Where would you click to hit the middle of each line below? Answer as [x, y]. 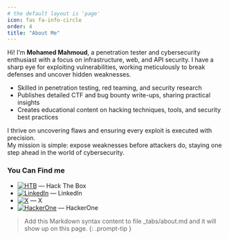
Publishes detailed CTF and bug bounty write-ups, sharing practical [114, 95]
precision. [21, 138]
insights [28, 103]
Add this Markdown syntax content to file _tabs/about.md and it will [120, 221]
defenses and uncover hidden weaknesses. [69, 75]
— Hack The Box [62, 185]
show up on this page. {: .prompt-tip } [78, 228]
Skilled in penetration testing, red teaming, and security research [109, 88]
